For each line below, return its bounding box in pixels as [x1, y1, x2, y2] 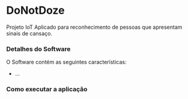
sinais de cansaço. [6, 29, 53, 37]
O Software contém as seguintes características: [6, 58, 127, 66]
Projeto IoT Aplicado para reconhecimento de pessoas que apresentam [6, 23, 183, 31]
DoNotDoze [6, 4, 65, 17]
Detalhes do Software [6, 44, 71, 53]
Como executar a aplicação [6, 85, 88, 94]
